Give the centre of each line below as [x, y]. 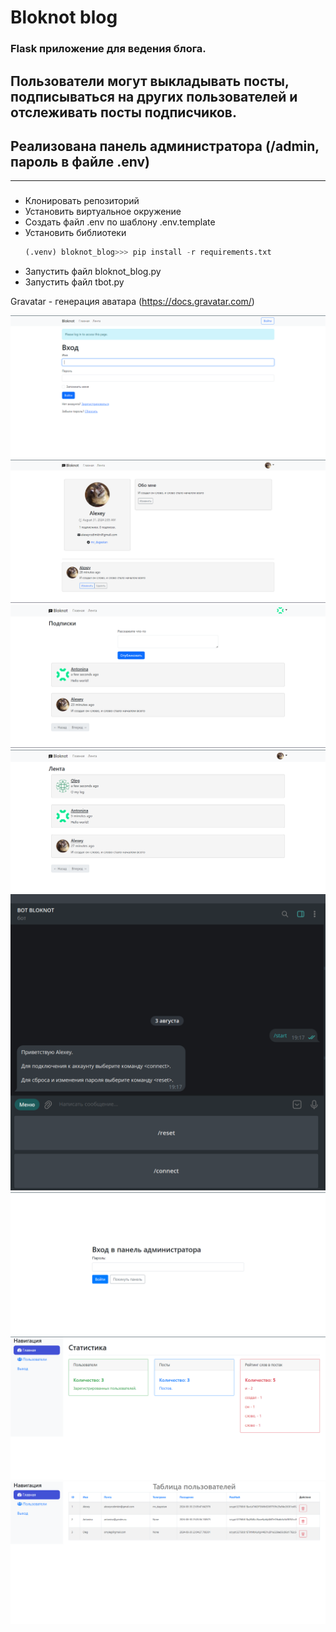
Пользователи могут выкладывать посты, [150, 81]
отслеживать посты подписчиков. [123, 112]
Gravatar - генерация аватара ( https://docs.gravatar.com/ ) [132, 302]
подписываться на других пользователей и [154, 96]
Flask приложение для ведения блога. [108, 49]
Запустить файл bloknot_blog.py [93, 272]
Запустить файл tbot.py [74, 282]
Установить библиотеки [75, 233]
